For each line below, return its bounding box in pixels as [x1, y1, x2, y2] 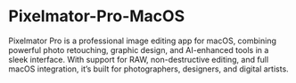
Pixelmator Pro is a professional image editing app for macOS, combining [8, 35, 277, 46]
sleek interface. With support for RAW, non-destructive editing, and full [8, 54, 269, 64]
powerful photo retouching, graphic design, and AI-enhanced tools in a [8, 44, 269, 55]
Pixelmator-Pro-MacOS [8, 6, 185, 26]
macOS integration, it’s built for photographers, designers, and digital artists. [8, 64, 289, 74]
